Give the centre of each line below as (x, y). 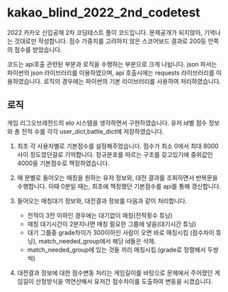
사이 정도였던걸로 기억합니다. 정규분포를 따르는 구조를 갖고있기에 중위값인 (115, 154)
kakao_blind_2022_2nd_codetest (104, 13)
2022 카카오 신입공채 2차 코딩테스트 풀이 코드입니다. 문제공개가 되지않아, (105, 32)
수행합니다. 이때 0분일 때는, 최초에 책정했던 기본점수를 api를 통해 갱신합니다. (119, 186)
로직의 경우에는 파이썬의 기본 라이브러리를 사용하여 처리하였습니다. (132, 81)
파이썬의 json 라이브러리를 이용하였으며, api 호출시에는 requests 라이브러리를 (111, 73)
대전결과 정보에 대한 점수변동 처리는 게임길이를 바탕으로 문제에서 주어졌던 (115, 273)
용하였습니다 (24, 81)
